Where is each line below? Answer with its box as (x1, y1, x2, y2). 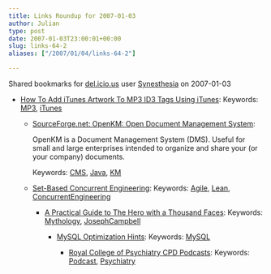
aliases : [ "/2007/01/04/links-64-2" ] (8, 49, 136, 58)
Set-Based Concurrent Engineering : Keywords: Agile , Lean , (32, 183, 230, 193)
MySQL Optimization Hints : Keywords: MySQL (56, 232, 211, 242)
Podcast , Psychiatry (68, 256, 136, 266)
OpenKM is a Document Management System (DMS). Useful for (32, 135, 246, 144)
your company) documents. (32, 152, 126, 161)
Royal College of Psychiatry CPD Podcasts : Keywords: (68, 248, 250, 257)
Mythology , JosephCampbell (44, 216, 141, 225)
